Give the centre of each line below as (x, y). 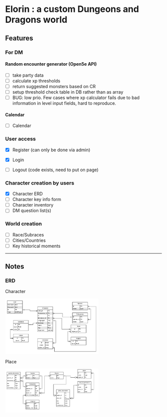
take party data (28, 75)
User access (21, 139)
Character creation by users (40, 183)
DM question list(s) (32, 210)
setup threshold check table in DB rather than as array (68, 92)
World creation (24, 224)
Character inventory (33, 205)
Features (19, 38)
